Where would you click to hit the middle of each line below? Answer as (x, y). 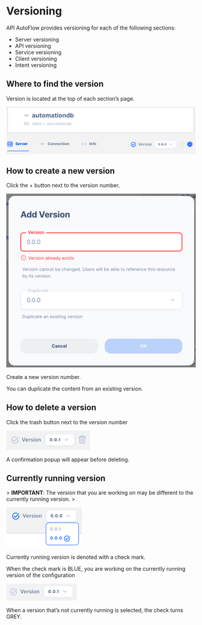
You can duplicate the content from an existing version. (75, 388)
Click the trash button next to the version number (67, 422)
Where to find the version (55, 84)
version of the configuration (41, 575)
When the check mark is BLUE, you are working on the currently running (96, 569)
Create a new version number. (44, 377)
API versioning (33, 46)
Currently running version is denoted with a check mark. (76, 557)
